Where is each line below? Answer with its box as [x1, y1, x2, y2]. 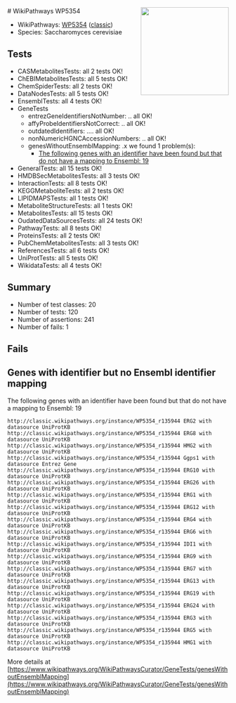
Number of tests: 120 [17, 307, 79, 316]
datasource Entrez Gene [7, 460, 77, 467]
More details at [7, 657, 51, 666]
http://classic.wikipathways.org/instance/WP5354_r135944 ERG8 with [7, 430, 212, 437]
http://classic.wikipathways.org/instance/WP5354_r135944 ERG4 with [7, 516, 212, 523]
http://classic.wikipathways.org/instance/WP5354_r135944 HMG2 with [7, 442, 212, 449]
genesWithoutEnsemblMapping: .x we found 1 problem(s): [27, 141, 196, 150]
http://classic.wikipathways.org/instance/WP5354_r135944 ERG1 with [7, 491, 212, 498]
